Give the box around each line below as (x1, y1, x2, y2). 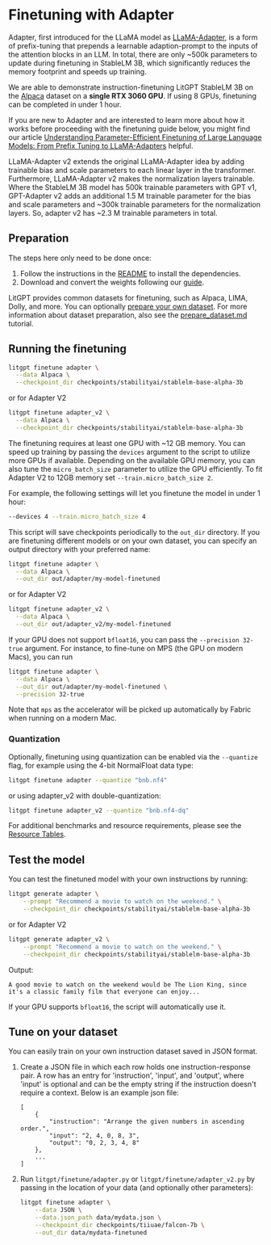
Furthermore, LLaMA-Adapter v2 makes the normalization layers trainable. (8, 174, 256, 183)
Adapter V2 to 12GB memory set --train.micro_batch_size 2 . (8, 473, 214, 482)
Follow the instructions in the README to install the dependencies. (19, 268, 241, 278)
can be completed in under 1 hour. (8, 99, 122, 109)
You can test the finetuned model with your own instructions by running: (8, 874, 248, 884)
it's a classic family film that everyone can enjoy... (8, 987, 200, 995)
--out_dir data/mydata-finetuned (35, 1228, 148, 1237)
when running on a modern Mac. (8, 713, 117, 723)
